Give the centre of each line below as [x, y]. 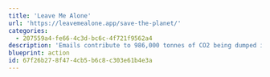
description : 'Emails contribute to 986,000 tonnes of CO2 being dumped [133, 46]
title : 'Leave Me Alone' [50, 16]
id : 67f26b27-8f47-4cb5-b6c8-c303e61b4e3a [80, 61]
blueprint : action [39, 53]
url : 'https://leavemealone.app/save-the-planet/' [95, 23]
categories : [28, 30]
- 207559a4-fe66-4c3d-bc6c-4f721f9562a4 [84, 38]
